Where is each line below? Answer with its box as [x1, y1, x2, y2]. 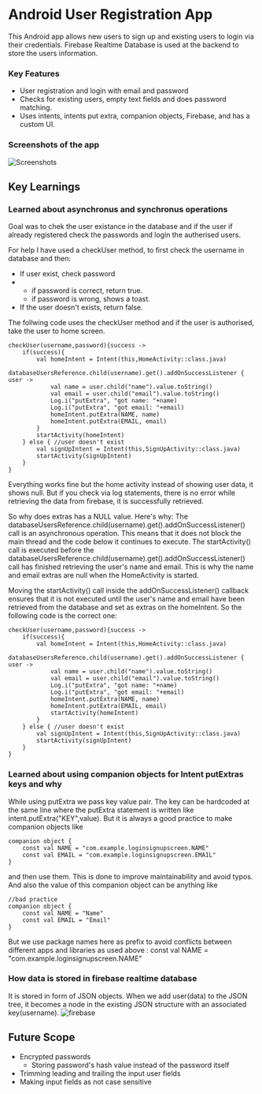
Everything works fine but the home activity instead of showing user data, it [8, 480, 253, 489]
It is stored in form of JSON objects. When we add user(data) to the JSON [8, 991, 248, 1000]
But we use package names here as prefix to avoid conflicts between [8, 937, 232, 946]
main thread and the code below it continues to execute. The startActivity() [8, 537, 252, 546]
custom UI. [19, 120, 55, 129]
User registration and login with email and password [19, 86, 189, 96]
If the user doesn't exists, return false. [19, 302, 143, 313]
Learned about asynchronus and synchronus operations [8, 204, 228, 215]
